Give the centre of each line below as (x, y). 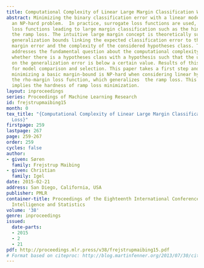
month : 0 (17, 108)
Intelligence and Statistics (49, 205)
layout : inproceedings (35, 91)
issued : (16, 222)
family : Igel (28, 176)
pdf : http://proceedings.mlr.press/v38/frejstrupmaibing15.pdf (88, 250)
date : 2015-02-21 (28, 182)
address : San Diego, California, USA (54, 188)
